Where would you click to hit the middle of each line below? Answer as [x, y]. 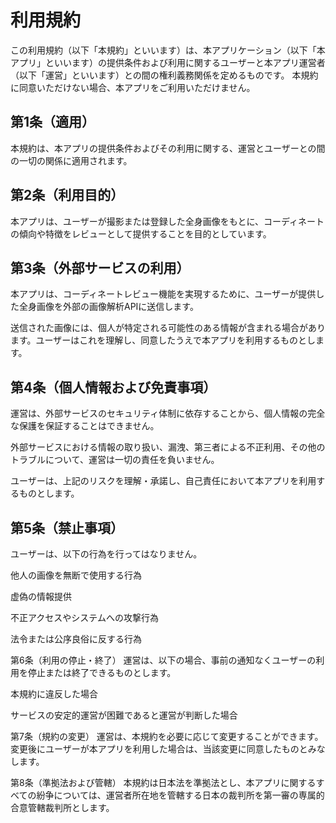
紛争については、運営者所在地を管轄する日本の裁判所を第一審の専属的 [180, 795]
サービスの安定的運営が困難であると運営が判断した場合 [124, 715]
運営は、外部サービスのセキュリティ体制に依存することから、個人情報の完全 [168, 413]
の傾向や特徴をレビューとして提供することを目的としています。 [141, 233]
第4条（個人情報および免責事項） [113, 387]
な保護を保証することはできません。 [85, 426]
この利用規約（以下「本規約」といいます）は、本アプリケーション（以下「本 [168, 50]
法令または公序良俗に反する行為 [76, 639]
